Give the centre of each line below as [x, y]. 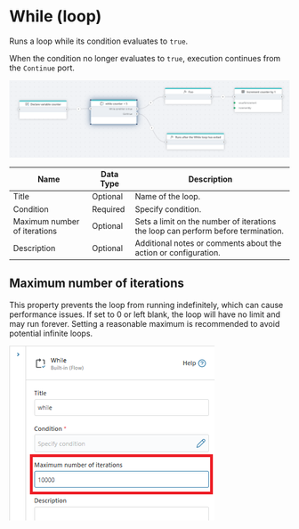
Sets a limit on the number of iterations [206, 221]
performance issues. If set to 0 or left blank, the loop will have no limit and [145, 314]
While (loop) [56, 16]
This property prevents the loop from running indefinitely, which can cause [146, 305]
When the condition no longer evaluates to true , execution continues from [145, 58]
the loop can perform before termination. [210, 231]
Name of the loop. [168, 197]
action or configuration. [178, 253]
